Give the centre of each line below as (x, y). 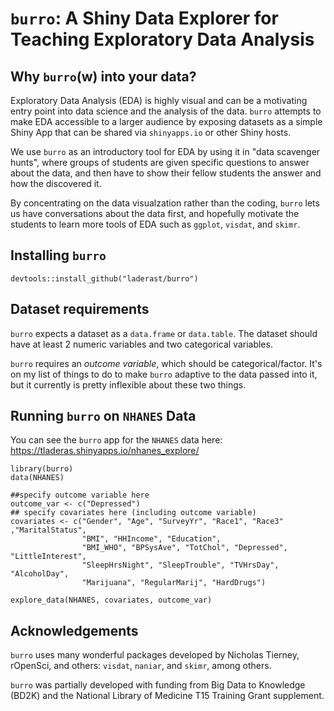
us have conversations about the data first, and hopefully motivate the (155, 213)
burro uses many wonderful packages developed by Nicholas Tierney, (155, 655)
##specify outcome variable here (80, 495)
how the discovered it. (56, 183)
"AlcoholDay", (40, 574)
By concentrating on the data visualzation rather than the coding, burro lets (165, 203)
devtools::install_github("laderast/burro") (104, 278)
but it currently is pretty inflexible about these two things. (128, 384)
